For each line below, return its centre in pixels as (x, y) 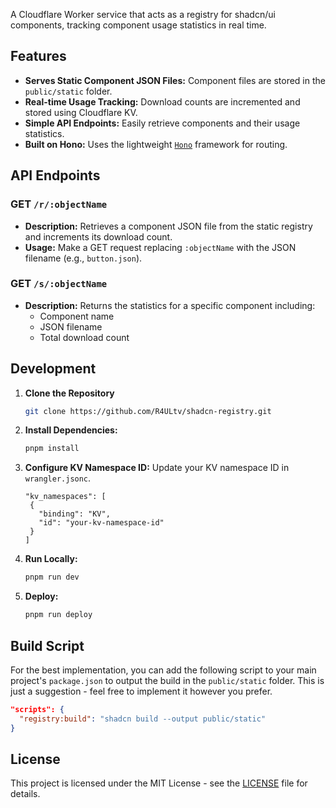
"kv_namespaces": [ (65, 497)
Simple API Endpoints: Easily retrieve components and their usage (162, 123)
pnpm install (52, 449)
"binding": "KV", (74, 514)
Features (38, 56)
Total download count (84, 337)
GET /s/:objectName (59, 284)
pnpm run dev (52, 577)
